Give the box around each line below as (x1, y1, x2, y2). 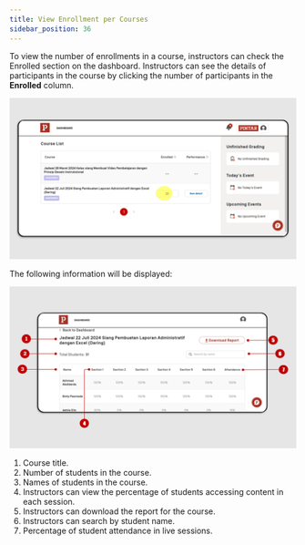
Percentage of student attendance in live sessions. (22, 525, 213, 536)
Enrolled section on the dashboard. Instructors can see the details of (9, 60, 267, 71)
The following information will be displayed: (9, 269, 173, 279)
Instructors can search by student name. (22, 515, 176, 526)
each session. (22, 496, 76, 507)
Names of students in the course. (22, 477, 148, 488)
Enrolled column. (9, 79, 75, 90)
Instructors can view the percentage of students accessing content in (22, 486, 284, 497)
